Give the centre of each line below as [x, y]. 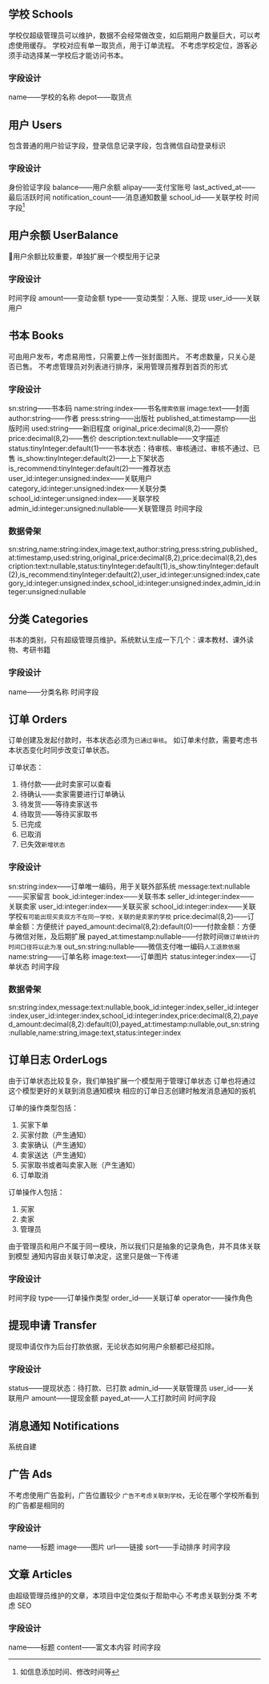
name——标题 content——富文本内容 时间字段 [85, 1647]
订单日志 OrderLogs [58, 1060]
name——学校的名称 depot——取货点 [70, 97]
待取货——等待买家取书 [58, 814]
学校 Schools [41, 14]
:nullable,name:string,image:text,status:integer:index [95, 1032]
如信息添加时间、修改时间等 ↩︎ [70, 1672]
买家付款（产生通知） [55, 1135]
